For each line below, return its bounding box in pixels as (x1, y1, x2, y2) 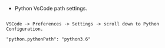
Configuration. (6, 26, 44, 32)
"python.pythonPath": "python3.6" (6, 36, 91, 42)
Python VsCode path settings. (14, 5, 87, 12)
